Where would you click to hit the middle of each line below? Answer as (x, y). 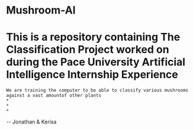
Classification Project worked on (88, 50)
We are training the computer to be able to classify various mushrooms (97, 91)
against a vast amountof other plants (54, 96)
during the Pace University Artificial (96, 62)
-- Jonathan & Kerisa (32, 122)
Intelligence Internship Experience (92, 75)
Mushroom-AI (41, 10)
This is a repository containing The (93, 37)
